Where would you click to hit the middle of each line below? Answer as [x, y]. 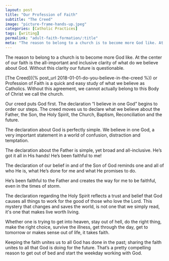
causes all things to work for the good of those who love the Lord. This [79, 201]
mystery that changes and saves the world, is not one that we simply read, [82, 206]
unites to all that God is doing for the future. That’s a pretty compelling [78, 247]
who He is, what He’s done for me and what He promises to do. [71, 170]
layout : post [19, 10]
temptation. [17, 140]
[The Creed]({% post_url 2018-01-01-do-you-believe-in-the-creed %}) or [81, 78]
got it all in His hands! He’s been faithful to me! [53, 155]
